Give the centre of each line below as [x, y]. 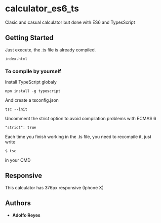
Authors [18, 203]
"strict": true [21, 128]
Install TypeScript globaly [31, 82]
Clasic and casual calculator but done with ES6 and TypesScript [70, 22]
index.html [16, 59]
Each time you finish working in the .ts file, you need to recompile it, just [78, 137]
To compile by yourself [33, 71]
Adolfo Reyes [26, 215]
